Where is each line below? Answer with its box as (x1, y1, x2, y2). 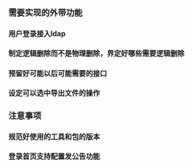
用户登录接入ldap (8, 28, 66, 38)
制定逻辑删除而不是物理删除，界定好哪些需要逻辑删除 (8, 48, 185, 58)
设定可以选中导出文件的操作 (8, 88, 101, 98)
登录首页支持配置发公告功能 (8, 151, 101, 162)
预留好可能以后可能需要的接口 (8, 68, 107, 78)
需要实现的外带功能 (8, 6, 83, 18)
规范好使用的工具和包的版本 (8, 131, 101, 141)
